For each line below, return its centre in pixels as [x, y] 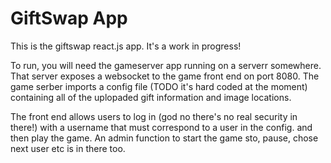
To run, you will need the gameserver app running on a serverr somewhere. [166, 65]
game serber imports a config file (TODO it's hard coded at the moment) [159, 86]
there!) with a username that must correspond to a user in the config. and [161, 127]
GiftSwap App [69, 18]
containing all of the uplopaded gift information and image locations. [151, 97]
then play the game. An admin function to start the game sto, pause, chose [164, 138]
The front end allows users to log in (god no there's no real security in [154, 116]
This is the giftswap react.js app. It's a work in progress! [126, 46]
